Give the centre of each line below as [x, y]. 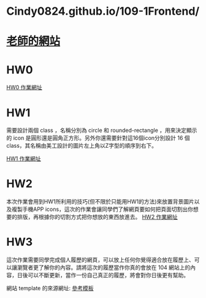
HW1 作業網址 [24, 159]
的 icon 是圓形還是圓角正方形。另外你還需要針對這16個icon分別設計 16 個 [98, 138]
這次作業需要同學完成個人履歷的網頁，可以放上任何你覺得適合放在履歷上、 [100, 260]
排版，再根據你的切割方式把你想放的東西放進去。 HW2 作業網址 [97, 217]
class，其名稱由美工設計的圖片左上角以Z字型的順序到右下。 [82, 146]
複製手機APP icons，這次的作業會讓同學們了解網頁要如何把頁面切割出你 [102, 209]
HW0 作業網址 [24, 88]
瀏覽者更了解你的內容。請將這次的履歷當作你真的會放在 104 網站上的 [104, 267]
